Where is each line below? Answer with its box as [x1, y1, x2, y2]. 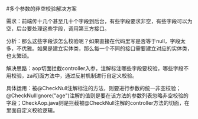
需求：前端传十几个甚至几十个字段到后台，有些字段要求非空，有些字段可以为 [6, 18, 193, 25]
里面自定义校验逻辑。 [6, 107, 58, 114]
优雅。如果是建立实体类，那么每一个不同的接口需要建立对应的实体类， [21, 45, 193, 52]
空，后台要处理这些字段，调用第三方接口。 [6, 25, 110, 32]
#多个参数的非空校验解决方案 [6, 5, 77, 12]
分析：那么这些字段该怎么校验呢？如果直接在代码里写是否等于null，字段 [6, 38, 181, 44]
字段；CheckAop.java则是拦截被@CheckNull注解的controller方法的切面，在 [6, 100, 190, 106]
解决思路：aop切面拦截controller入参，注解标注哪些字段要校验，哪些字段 [6, 65, 184, 72]
